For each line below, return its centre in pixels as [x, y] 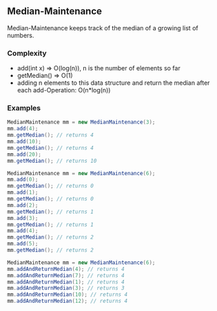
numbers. [21, 35]
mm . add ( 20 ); [24, 154]
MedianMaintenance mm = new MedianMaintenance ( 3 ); [81, 122]
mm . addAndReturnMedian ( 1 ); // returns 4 [66, 282]
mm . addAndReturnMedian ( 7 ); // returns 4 [66, 275]
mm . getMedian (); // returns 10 [52, 161]
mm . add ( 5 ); [23, 244]
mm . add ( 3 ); [23, 218]
